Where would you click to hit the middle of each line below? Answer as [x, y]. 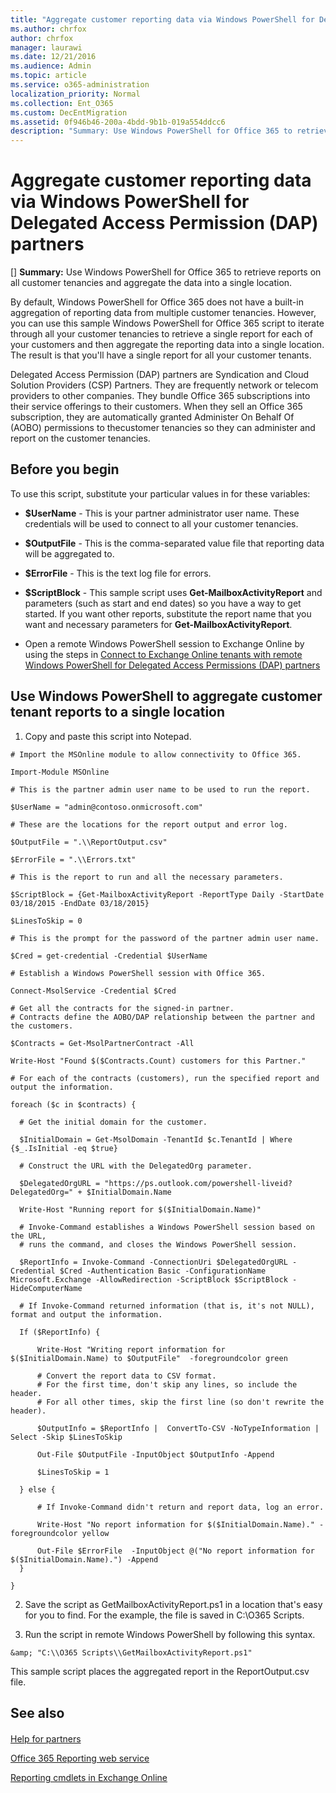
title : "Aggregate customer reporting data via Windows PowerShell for [162, 19]
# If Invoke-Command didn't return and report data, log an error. [180, 1507]
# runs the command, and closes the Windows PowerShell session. [158, 1244]
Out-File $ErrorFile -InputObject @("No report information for [175, 1551]
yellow [95, 1533]
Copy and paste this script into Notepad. [108, 736]
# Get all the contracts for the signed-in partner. [122, 1008]
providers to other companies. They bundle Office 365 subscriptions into [160, 396]
